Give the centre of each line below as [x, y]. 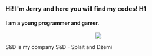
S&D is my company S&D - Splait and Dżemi [59, 47]
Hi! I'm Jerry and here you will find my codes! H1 [76, 9]
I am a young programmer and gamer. [52, 23]
